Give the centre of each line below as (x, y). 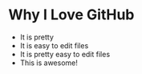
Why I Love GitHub (71, 15)
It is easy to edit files (54, 45)
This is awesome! (49, 63)
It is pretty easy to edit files (65, 54)
